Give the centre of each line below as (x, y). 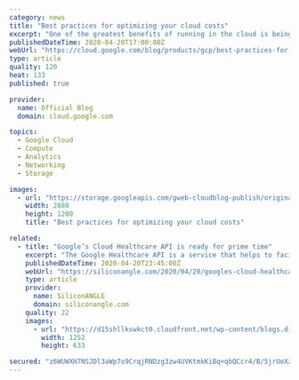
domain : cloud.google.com (65, 116)
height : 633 (64, 346)
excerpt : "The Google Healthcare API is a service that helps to (149, 255)
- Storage (35, 173)
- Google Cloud (45, 140)
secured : (25, 362)
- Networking (41, 165)
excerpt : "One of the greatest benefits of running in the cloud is (139, 34)
